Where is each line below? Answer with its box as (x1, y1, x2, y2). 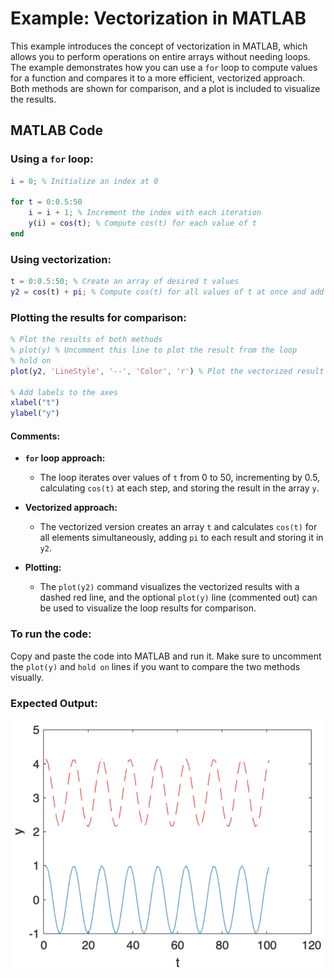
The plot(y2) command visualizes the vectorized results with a (39, 581, 300, 593)
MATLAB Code (10, 122, 103, 139)
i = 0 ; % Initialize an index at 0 (10, 176, 159, 186)
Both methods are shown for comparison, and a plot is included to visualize (10, 82, 321, 94)
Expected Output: (10, 696, 98, 710)
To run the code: (10, 627, 92, 641)
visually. (10, 671, 44, 683)
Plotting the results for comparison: (10, 310, 187, 324)
